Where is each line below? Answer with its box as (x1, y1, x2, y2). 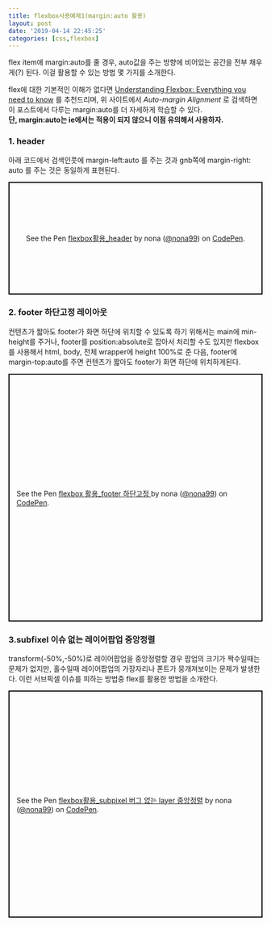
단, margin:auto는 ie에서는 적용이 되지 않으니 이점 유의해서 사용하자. (8, 115, 224, 125)
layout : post (8, 19, 52, 27)
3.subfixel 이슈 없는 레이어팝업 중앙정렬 (8, 634, 156, 645)
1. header (8, 136, 46, 147)
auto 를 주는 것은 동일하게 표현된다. (8, 165, 120, 174)
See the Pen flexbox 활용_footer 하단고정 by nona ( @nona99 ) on (16, 488, 228, 498)
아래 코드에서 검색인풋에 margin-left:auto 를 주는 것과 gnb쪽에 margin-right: (8, 155, 252, 165)
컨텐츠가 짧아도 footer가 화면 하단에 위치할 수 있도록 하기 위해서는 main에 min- (8, 326, 257, 336)
